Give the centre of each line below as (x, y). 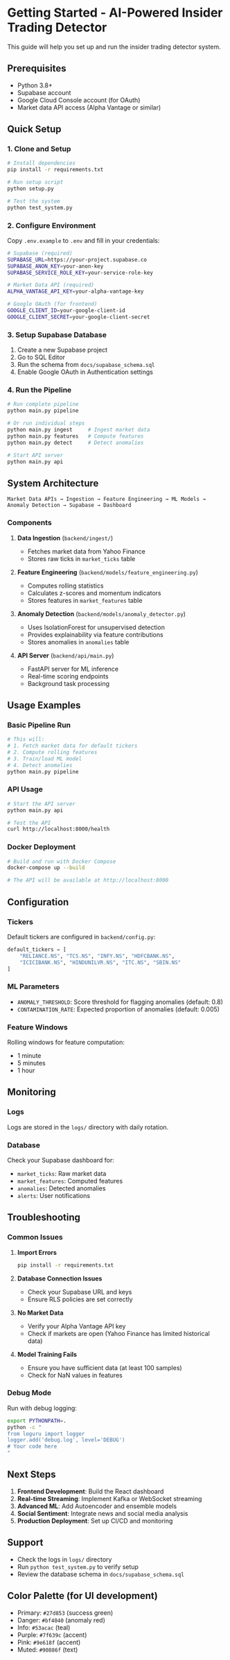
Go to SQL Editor (41, 357)
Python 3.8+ (35, 85)
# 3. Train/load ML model (44, 759)
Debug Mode (29, 1393)
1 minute (29, 1055)
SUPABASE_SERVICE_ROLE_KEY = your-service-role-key (80, 273)
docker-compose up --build (46, 868)
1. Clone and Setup (39, 149)
